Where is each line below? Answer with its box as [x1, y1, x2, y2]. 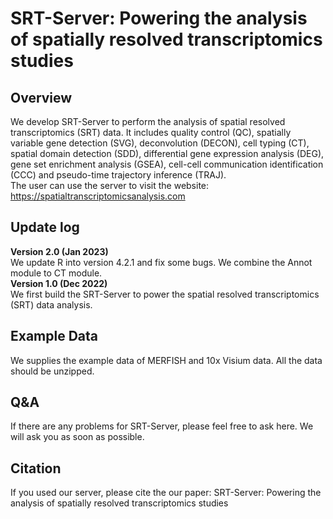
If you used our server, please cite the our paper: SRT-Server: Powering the [10, 487, 322, 499]
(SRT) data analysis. [10, 298, 93, 311]
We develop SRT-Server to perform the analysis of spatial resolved [10, 116, 286, 127]
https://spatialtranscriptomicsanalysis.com [10, 190, 186, 202]
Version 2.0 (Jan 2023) [10, 245, 109, 257]
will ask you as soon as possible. [10, 431, 145, 443]
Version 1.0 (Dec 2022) [10, 277, 108, 289]
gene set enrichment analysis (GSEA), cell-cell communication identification [10, 158, 324, 170]
